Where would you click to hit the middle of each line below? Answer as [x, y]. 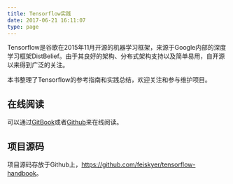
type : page [23, 27]
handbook [22, 173]
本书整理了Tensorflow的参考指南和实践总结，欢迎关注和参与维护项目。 [109, 80]
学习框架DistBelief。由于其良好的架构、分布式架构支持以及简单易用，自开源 [116, 56]
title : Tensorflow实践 [39, 14]
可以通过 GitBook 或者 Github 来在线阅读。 [65, 122]
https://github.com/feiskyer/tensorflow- [139, 164]
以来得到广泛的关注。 [38, 65]
